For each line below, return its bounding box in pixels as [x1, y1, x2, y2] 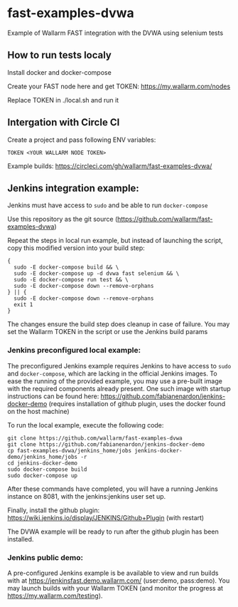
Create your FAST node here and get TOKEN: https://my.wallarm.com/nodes [7, 82, 231, 90]
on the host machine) [7, 407, 70, 415]
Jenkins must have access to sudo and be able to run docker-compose [7, 201, 208, 209]
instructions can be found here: [7, 392, 99, 400]
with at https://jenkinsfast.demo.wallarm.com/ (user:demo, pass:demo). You [7, 576, 230, 585]
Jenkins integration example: [7, 182, 140, 194]
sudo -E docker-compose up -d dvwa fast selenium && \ [13, 270, 180, 277]
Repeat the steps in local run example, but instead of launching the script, [7, 237, 223, 245]
